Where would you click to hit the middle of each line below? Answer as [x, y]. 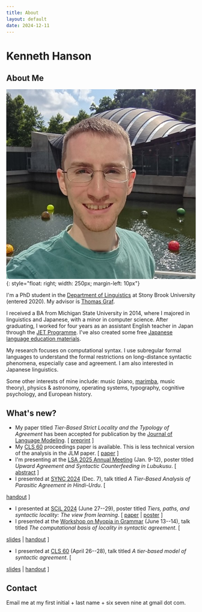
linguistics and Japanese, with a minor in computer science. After [87, 320]
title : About [23, 13]
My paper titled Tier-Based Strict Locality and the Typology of [92, 428]
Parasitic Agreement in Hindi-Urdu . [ [60, 486]
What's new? [32, 413]
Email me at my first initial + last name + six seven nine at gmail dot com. [96, 603]
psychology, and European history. [49, 394]
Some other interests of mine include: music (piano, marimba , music [91, 381]
